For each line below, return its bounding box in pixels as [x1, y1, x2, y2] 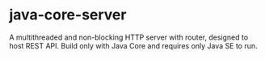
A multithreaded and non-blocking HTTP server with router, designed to [9, 32, 249, 42]
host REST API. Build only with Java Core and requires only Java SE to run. [9, 40, 258, 50]
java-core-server [9, 6, 127, 24]
